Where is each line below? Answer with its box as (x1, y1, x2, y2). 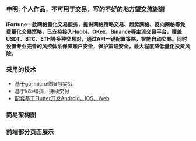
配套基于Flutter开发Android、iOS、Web (14, 94, 110, 101)
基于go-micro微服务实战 (14, 80, 73, 87)
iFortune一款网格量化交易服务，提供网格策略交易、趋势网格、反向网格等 (6, 20, 181, 27)
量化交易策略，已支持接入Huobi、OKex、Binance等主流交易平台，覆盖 (10, 28, 183, 35)
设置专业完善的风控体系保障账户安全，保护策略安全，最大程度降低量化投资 (6, 43, 185, 50)
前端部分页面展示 (6, 128, 54, 136)
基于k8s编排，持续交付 (14, 87, 70, 94)
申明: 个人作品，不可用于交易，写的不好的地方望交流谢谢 (6, 5, 165, 13)
